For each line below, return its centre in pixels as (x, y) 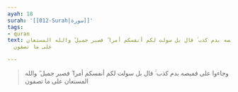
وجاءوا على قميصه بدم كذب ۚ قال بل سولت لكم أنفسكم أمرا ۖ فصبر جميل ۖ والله (126, 73)
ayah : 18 (20, 14)
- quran (19, 34)
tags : (15, 27)
